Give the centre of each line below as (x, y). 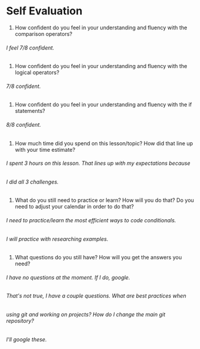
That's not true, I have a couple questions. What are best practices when (96, 296)
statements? (30, 111)
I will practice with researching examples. (57, 239)
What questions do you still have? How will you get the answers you (98, 258)
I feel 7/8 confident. (30, 48)
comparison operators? (44, 33)
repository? (20, 320)
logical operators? (37, 72)
